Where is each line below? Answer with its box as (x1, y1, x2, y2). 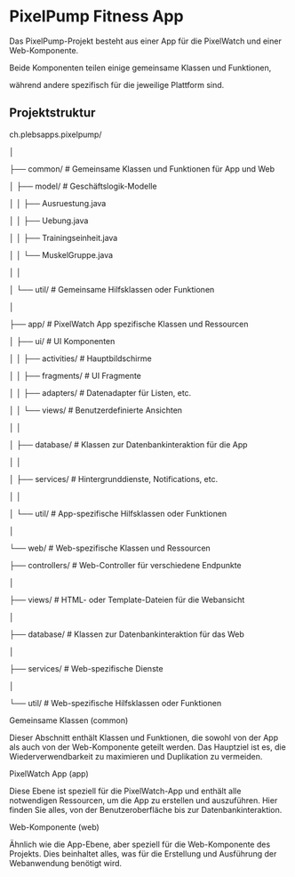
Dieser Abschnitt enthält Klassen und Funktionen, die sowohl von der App (9, 732, 279, 743)
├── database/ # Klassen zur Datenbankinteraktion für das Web (9, 629, 244, 640)
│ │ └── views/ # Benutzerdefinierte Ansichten (9, 405, 183, 415)
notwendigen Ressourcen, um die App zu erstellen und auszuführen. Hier (9, 794, 278, 806)
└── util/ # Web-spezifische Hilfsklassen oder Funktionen (9, 697, 222, 708)
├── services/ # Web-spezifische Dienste (9, 663, 163, 673)
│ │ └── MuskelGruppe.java (9, 249, 114, 260)
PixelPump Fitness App (9, 6, 184, 27)
